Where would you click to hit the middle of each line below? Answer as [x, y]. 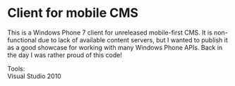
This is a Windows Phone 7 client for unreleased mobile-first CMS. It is [110, 32]
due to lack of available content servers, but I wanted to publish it [133, 39]
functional [22, 39]
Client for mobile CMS [73, 13]
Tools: [16, 68]
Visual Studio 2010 [34, 76]
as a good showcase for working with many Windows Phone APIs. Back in [115, 47]
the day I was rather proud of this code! [65, 55]
